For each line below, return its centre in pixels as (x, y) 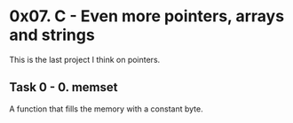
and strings (52, 35)
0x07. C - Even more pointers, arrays (147, 16)
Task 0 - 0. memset (63, 87)
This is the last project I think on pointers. (85, 59)
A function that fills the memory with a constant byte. (106, 109)
